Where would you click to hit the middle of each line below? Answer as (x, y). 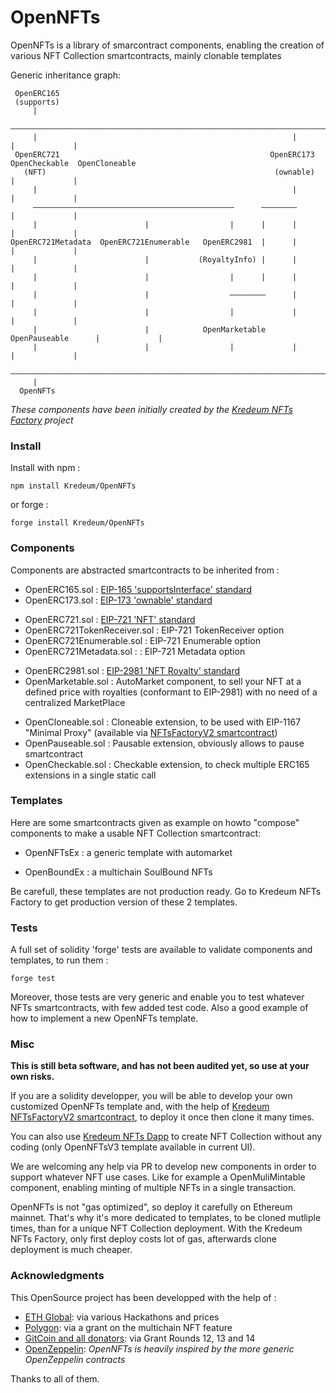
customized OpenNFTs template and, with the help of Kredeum (140, 1107)
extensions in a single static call (90, 775)
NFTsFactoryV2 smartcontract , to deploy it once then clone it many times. (162, 1117)
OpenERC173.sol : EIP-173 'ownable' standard (118, 600)
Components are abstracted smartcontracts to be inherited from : (145, 570)
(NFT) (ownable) (169, 172)
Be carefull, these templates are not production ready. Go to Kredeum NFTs (166, 891)
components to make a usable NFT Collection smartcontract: (136, 833)
